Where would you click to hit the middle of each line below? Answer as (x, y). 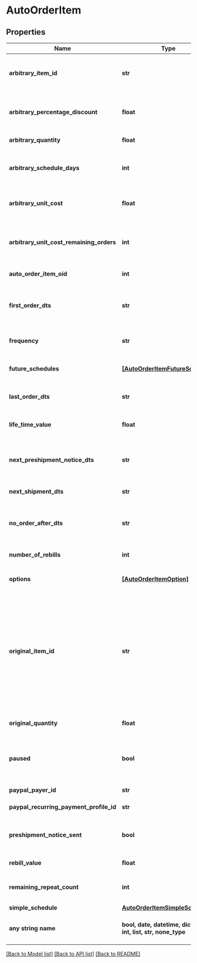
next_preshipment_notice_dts (52, 460)
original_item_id (32, 651)
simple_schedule (33, 908)
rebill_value (25, 863)
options (20, 579)
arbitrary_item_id (33, 73)
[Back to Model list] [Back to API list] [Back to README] (73, 954)
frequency (24, 341)
